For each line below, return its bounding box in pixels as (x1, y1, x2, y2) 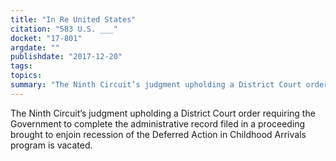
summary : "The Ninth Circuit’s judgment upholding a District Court (10, 80, 302, 90)
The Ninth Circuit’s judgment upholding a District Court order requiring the (10, 107, 316, 119)
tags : (10, 61, 33, 71)
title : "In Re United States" (10, 14, 137, 25)
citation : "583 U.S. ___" (10, 24, 118, 34)
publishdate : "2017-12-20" (10, 52, 123, 62)
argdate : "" (10, 42, 60, 53)
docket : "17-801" (10, 33, 83, 43)
